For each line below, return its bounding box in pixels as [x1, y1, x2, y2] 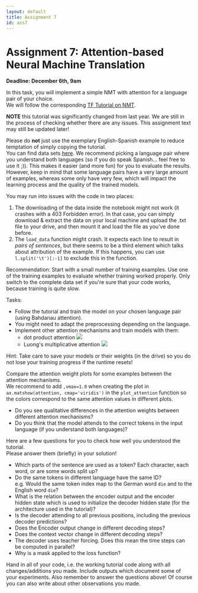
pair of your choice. [6, 95, 54, 103]
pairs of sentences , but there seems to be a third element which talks [14, 242, 184, 249]
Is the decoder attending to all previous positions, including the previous [14, 512, 191, 519]
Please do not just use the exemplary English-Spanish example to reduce [6, 137, 184, 144]
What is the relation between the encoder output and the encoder [14, 493, 174, 500]
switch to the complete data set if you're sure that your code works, [6, 279, 171, 286]
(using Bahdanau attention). [14, 314, 83, 321]
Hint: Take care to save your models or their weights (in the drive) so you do [6, 352, 191, 359]
